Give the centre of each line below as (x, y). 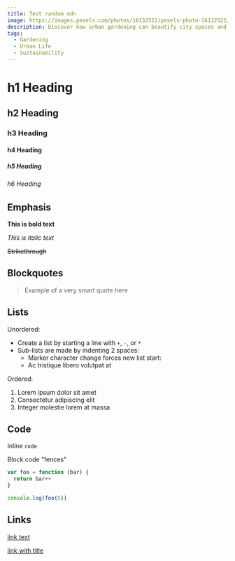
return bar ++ (33, 479)
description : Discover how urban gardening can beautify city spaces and (117, 27)
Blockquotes (35, 273)
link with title (26, 550)
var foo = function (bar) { (48, 473)
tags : (15, 33)
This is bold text (31, 224)
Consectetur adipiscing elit (56, 400)
